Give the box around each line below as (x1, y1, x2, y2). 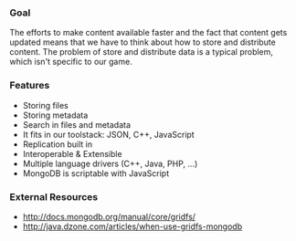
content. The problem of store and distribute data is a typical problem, (9, 47, 274, 58)
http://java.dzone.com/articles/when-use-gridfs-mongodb (22, 221, 243, 232)
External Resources (9, 190, 99, 203)
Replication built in (22, 139, 93, 150)
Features (9, 79, 50, 92)
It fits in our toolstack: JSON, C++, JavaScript (22, 129, 195, 140)
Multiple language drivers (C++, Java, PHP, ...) (22, 158, 198, 169)
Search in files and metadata (22, 119, 131, 130)
